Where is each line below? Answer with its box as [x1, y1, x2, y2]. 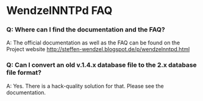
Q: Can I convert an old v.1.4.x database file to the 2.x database [6, 61, 197, 69]
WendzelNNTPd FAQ [6, 4, 113, 18]
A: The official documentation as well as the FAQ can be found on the [6, 39, 180, 46]
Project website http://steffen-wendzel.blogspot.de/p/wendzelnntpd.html [6, 46, 190, 53]
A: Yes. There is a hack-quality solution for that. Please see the [6, 82, 164, 89]
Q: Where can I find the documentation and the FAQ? [6, 26, 166, 34]
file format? [6, 68, 41, 77]
